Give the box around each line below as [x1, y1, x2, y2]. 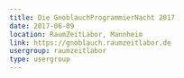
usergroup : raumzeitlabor [9, 47, 106, 56]
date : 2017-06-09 [9, 22, 75, 30]
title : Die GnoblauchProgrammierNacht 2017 [9, 13, 176, 22]
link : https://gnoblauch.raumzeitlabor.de [9, 38, 171, 48]
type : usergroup [9, 55, 70, 64]
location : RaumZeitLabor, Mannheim [9, 30, 143, 39]
